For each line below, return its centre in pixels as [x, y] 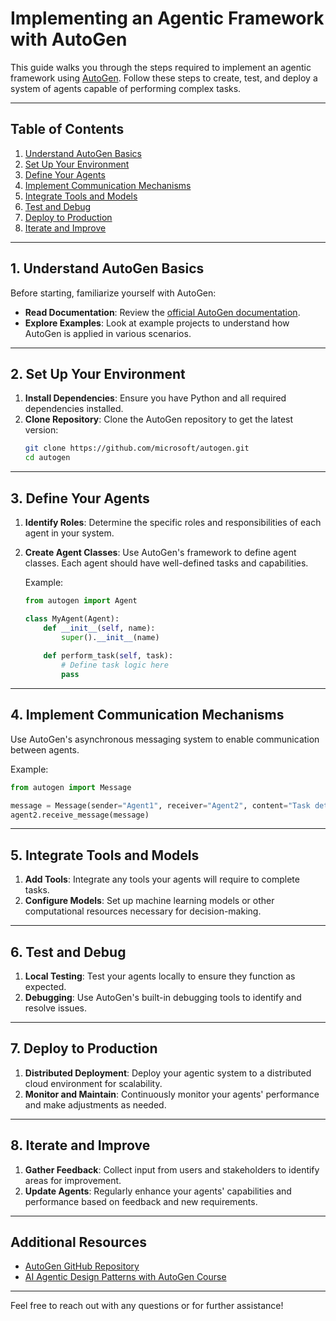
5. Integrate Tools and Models [105, 855]
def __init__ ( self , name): [99, 628]
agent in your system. [69, 533]
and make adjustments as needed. [95, 1104]
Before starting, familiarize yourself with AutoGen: [113, 293]
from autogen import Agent [81, 600]
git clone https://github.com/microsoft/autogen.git [137, 448]
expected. [45, 986]
